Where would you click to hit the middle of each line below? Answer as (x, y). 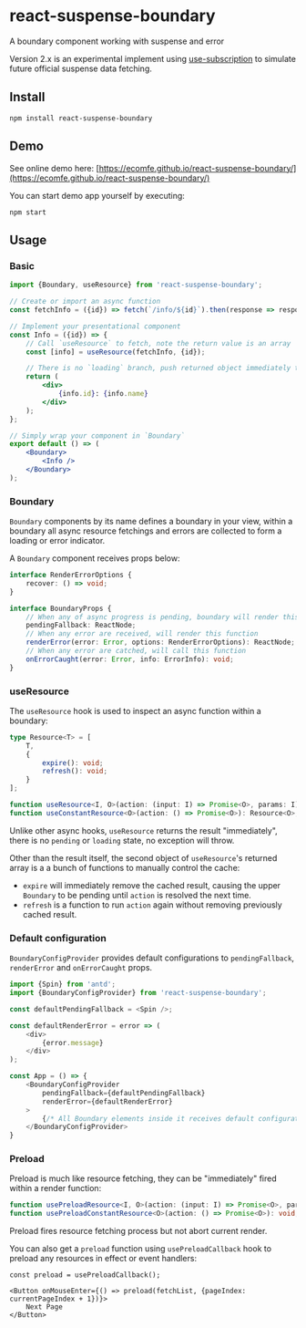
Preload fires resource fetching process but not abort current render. (138, 1231)
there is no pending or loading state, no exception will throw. (122, 840)
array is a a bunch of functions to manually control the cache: (125, 867)
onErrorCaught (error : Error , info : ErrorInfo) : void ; (130, 659)
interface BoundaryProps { (61, 608)
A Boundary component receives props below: (95, 558)
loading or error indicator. (57, 541)
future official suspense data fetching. (81, 68)
